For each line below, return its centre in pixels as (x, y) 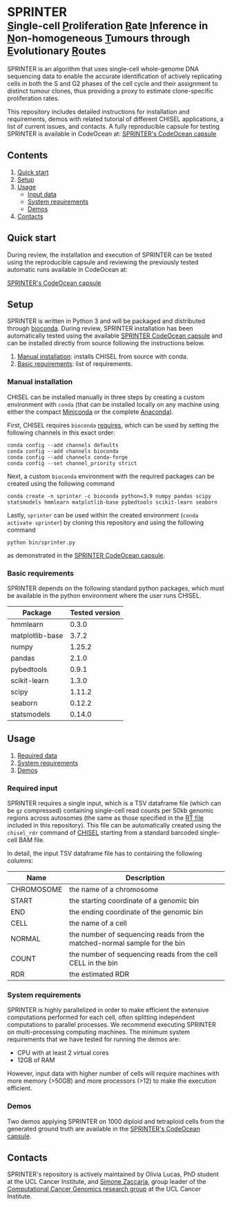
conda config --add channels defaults (63, 445)
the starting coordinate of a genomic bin (134, 901)
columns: (20, 861)
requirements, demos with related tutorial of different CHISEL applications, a (116, 119)
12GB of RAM (36, 1060)
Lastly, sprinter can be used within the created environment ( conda (103, 515)
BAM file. (31, 840)
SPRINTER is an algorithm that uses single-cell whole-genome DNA (103, 68)
